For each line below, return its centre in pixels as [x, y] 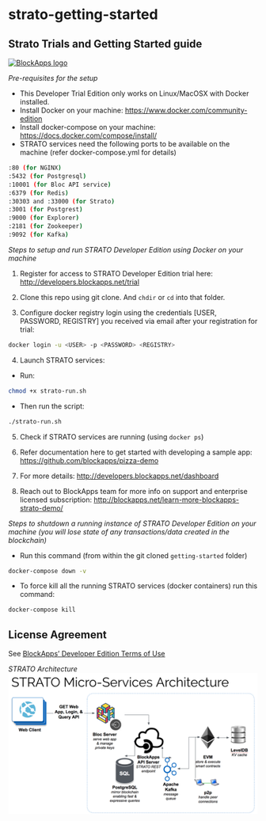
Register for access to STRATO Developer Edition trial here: [116, 273]
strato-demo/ [41, 507]
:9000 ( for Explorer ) [44, 218]
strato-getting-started [83, 15]
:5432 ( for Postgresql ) [47, 176]
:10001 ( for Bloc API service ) [60, 184]
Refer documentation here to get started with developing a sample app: [136, 452]
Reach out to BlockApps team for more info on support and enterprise [133, 491]
